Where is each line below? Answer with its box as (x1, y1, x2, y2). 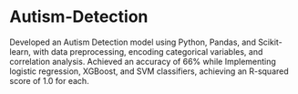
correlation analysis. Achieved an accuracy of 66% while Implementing (9, 56, 276, 67)
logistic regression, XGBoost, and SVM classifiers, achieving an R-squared (9, 66, 289, 77)
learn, (9, 46, 32, 57)
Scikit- (258, 37, 283, 47)
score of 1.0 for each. (9, 75, 89, 86)
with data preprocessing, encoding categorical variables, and (33, 46, 263, 57)
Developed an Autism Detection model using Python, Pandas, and (9, 37, 257, 47)
